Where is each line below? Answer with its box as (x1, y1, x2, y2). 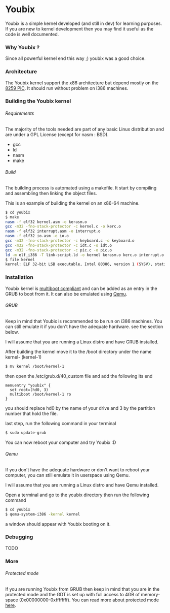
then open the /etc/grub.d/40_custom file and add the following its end (5, 373, 153, 379)
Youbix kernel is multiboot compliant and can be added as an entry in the (5, 285, 158, 292)
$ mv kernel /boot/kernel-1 (5, 364, 65, 369)
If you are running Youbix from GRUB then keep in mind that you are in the (5, 586, 160, 592)
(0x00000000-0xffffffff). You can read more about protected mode (19, 597, 159, 603)
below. (5, 329, 19, 335)
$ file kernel (5, 257, 35, 262)
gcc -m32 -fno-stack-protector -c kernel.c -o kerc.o (5, 224, 121, 229)
